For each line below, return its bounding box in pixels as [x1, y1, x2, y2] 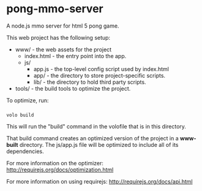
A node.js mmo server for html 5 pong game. [6, 22, 119, 29]
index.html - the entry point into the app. [24, 52, 127, 59]
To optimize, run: [6, 97, 49, 104]
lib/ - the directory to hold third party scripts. [33, 78, 146, 86]
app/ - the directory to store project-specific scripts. [33, 72, 166, 79]
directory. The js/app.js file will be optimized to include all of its [19, 141, 179, 148]
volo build [6, 112, 34, 118]
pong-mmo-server [6, 2, 103, 16]
